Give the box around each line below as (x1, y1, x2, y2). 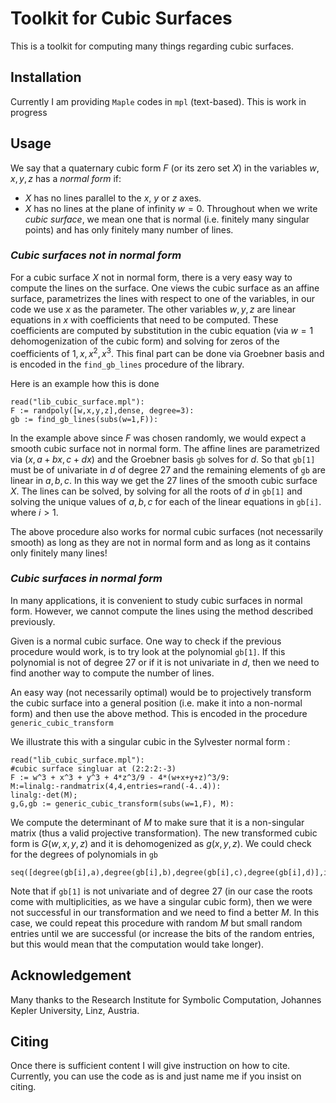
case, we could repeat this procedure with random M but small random (10, 917, 303, 929)
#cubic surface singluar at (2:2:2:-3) (10, 763, 177, 774)
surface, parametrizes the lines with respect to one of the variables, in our (10, 292, 315, 304)
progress (10, 106, 48, 118)
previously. (10, 615, 56, 627)
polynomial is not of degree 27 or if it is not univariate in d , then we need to (10, 656, 320, 668)
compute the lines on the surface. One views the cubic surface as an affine (10, 282, 320, 294)
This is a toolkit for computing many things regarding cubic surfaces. (10, 40, 295, 52)
